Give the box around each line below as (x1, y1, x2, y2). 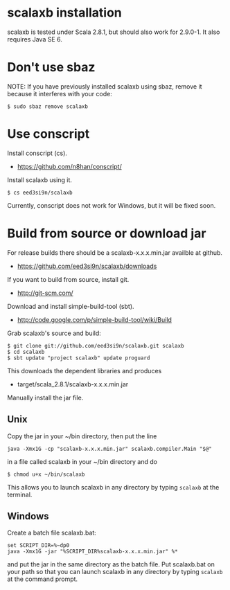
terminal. (7, 490, 33, 499)
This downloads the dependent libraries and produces (7, 366, 162, 375)
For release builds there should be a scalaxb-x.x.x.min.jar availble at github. (7, 248, 223, 257)
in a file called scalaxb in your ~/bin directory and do (7, 457, 158, 465)
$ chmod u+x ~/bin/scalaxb (7, 471, 85, 478)
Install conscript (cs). (7, 149, 68, 157)
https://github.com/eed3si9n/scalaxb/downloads (17, 262, 157, 270)
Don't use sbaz (7, 60, 96, 75)
